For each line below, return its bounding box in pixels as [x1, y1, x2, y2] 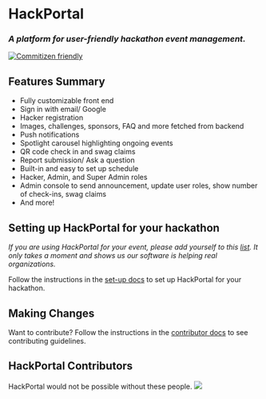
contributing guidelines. [8, 336, 86, 345]
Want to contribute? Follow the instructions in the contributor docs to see [8, 327, 248, 337]
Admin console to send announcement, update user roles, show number [19, 181, 258, 190]
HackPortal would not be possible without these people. [8, 381, 193, 391]
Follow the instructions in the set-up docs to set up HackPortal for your [8, 275, 242, 285]
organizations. [8, 259, 56, 269]
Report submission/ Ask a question [19, 155, 135, 165]
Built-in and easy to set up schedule [19, 164, 139, 174]
